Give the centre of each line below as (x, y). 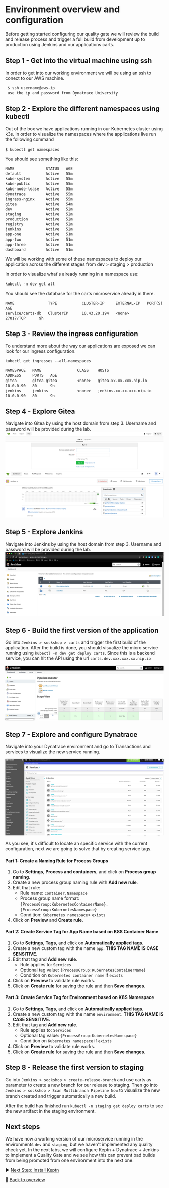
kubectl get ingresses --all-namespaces (48, 361)
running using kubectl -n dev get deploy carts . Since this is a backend (80, 653)
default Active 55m (39, 174)
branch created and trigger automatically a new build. (61, 1096)
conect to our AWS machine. (35, 78)
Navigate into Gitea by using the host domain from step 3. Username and (81, 423)
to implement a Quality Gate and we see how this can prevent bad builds (80, 1155)
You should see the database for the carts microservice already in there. (80, 293)
